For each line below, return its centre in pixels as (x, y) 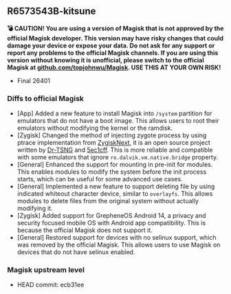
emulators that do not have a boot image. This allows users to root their (118, 121)
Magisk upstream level (46, 270)
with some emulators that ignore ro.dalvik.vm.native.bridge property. (118, 157)
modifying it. (35, 208)
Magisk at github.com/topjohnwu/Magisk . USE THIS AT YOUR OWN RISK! (114, 67)
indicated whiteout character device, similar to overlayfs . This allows (115, 194)
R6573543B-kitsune (52, 11)
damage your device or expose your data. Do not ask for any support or (111, 45)
